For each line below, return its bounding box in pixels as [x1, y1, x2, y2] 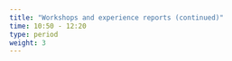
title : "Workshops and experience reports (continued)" [9, 13, 224, 22]
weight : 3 [9, 38, 47, 48]
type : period [9, 30, 59, 39]
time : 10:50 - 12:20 [9, 22, 88, 30]
